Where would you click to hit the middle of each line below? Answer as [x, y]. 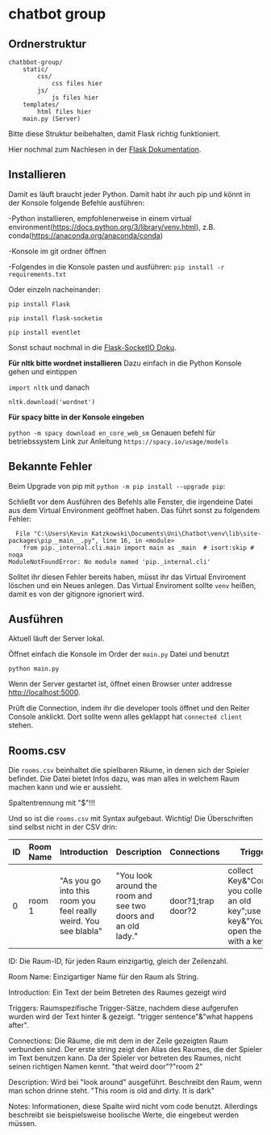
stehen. [21, 725]
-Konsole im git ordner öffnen [57, 251]
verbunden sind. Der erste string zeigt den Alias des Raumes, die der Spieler [135, 1049]
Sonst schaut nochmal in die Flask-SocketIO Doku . [92, 347]
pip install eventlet [45, 332]
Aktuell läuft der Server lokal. [56, 639]
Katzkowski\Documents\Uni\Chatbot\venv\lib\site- [177, 533]
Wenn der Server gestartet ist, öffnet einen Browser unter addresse [120, 684]
